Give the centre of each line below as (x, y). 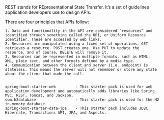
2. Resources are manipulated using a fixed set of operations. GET (77, 44)
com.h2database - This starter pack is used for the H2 (82, 100)
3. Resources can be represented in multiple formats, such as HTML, (78, 57)
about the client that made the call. (45, 74)
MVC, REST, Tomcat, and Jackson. (39, 95)
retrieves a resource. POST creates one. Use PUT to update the (72, 48)
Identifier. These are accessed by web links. (54, 39)
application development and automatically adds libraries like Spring (80, 91)
